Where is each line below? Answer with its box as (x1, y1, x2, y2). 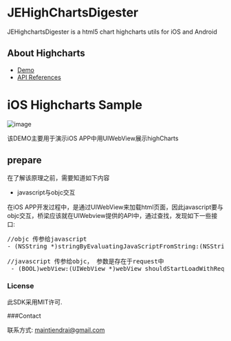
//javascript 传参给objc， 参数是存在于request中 (7, 257, 164, 265)
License (7, 281, 34, 291)
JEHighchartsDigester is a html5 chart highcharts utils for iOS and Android (7, 27, 218, 36)
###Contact (7, 311, 41, 320)
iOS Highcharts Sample (7, 97, 143, 113)
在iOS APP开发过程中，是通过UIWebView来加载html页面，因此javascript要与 (7, 203, 223, 211)
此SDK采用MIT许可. (7, 298, 63, 306)
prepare (7, 155, 42, 166)
